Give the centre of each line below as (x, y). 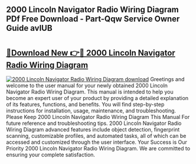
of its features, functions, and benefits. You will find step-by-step (85, 104)
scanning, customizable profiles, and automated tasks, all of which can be (96, 136)
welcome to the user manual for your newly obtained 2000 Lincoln (87, 86)
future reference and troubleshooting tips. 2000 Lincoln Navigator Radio (94, 123)
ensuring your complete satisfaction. (51, 155)
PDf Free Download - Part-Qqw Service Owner (93, 19)
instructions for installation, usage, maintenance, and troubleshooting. (91, 111)
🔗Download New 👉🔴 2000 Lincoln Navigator (91, 53)
